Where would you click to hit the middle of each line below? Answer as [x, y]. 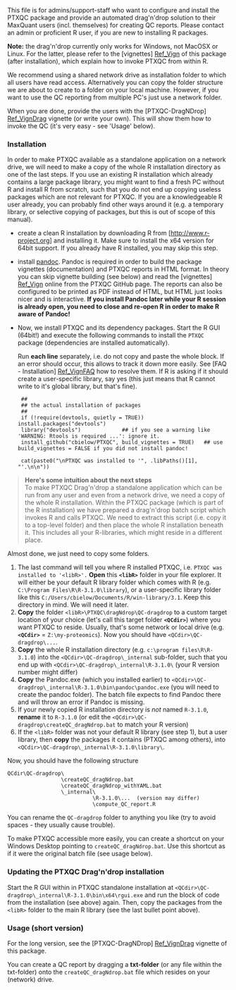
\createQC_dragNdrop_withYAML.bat [111, 786]
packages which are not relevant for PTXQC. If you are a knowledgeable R [115, 197]
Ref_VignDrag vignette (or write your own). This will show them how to [109, 118]
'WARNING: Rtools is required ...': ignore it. [88, 436]
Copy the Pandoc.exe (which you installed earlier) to [94, 680]
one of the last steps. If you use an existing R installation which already [110, 175]
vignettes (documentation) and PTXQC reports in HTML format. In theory [123, 269]
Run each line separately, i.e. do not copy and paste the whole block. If [121, 357]
